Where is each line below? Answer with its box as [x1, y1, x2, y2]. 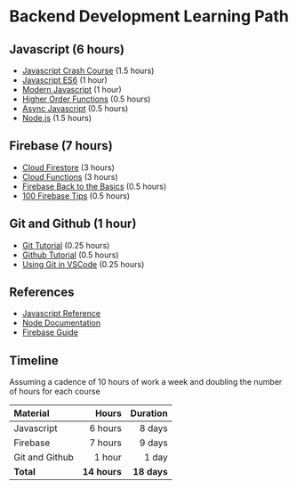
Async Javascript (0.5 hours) [21, 103, 129, 113]
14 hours [82, 466, 122, 478]
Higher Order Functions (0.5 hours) [21, 94, 151, 104]
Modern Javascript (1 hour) [21, 85, 122, 94]
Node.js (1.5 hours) [21, 113, 92, 123]
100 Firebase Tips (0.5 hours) [21, 190, 131, 201]
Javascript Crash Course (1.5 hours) [21, 65, 155, 76]
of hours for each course [9, 386, 100, 397]
